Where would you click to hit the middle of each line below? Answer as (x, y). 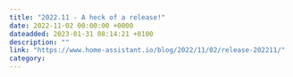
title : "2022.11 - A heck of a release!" (88, 17)
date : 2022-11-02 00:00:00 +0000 (71, 26)
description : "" (39, 42)
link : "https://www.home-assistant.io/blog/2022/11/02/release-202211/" (147, 50)
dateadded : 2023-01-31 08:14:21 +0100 (81, 34)
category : (28, 58)
